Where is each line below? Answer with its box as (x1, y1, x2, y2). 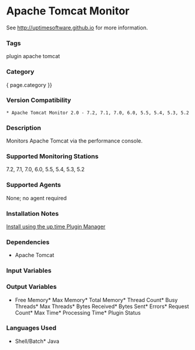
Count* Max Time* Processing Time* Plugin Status (14, 309, 141, 316)
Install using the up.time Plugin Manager (6, 223, 106, 230)
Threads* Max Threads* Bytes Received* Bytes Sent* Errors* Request (14, 303, 189, 310)
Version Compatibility (6, 96, 71, 104)
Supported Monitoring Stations (6, 152, 99, 161)
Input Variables (6, 267, 52, 275)
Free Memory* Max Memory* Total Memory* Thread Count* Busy (14, 296, 178, 303)
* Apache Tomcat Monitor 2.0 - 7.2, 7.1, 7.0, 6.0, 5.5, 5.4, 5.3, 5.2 (6, 110, 189, 116)
